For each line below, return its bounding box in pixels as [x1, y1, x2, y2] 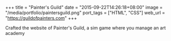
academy [5, 30, 25, 36]
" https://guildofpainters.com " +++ [5, 15, 78, 21]
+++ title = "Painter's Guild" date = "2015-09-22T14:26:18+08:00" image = [5, 5, 163, 10]
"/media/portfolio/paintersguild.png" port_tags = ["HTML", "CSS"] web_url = [5, 10, 165, 16]
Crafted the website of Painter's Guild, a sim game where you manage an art [5, 25, 166, 31]
